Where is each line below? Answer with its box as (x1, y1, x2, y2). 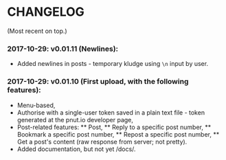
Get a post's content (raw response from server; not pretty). (16, 137, 188, 146)
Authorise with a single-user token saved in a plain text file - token (16, 108, 205, 117)
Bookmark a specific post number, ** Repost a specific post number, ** (16, 130, 220, 138)
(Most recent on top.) (7, 27, 67, 35)
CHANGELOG (7, 4, 84, 20)
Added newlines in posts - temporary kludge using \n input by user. (16, 60, 208, 68)
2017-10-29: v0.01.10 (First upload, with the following (7, 77, 189, 87)
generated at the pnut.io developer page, (16, 115, 134, 124)
